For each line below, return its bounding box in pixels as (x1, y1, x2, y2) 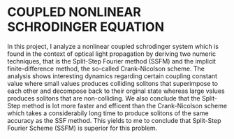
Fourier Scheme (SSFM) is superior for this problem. (7, 124, 158, 132)
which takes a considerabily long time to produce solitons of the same (7, 109, 209, 117)
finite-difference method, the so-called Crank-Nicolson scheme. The (7, 64, 205, 73)
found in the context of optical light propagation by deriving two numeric (7, 50, 217, 58)
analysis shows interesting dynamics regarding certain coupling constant (7, 71, 218, 80)
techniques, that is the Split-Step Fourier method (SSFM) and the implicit (7, 57, 217, 65)
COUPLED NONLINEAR (7, 4, 142, 20)
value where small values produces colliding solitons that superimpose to (7, 79, 219, 87)
